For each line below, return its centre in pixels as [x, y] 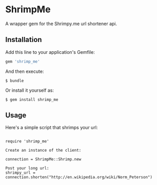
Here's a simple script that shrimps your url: [52, 128]
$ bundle [15, 80]
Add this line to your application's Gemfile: [50, 52]
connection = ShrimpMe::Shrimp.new [43, 159]
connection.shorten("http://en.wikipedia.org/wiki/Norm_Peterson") [79, 177]
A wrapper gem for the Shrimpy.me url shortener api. [61, 24]
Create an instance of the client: [43, 150]
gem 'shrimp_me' [23, 61]
